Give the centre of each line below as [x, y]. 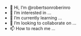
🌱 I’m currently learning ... [36, 18]
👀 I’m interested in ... [30, 13]
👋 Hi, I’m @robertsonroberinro [40, 8]
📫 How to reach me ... [32, 28]
